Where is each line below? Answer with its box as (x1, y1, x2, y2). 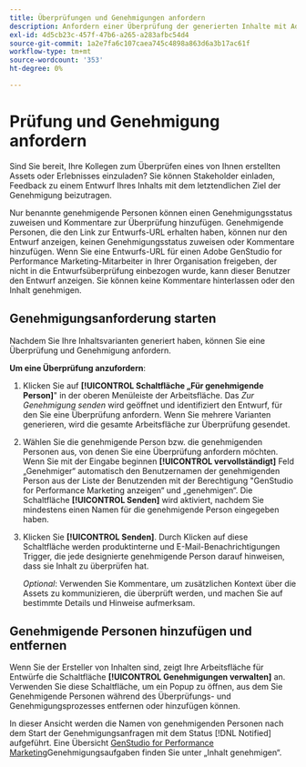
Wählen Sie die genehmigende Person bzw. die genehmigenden (22, 436, 263, 447)
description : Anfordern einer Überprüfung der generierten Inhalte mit (9, 22, 287, 31)
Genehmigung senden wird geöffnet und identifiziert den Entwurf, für (22, 399, 283, 410)
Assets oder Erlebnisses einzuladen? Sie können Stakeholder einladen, (9, 170, 276, 181)
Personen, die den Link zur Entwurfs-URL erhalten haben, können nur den (9, 227, 288, 237)
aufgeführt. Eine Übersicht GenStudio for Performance (9, 738, 214, 749)
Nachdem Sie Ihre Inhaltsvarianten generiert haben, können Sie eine (9, 335, 266, 346)
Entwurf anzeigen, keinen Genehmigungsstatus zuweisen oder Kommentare (9, 236, 295, 247)
